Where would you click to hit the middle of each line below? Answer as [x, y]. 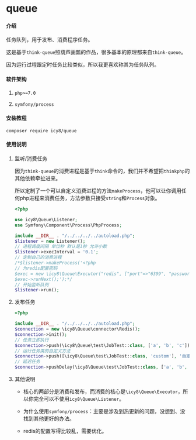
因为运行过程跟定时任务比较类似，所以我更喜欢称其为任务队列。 [83, 65]
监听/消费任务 [31, 159]
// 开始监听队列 [32, 285]
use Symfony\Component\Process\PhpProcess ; [68, 225]
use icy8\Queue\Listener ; [46, 219]
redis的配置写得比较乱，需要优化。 [65, 431]
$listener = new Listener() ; [50, 241]
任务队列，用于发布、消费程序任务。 [50, 40]
